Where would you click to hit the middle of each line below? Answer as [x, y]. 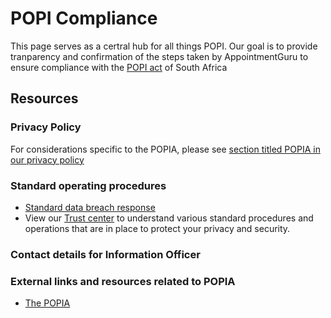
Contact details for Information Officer [105, 254]
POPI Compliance [84, 18]
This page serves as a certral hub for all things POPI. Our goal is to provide [164, 46]
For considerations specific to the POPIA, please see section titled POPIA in [165, 149]
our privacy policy [47, 159]
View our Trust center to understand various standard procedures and [169, 218]
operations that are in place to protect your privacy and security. [157, 228]
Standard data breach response [90, 207]
